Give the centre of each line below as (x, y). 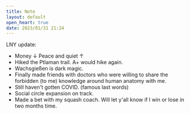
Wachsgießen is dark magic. (49, 69)
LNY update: (21, 45)
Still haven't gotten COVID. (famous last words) (71, 87)
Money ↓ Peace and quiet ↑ (49, 56)
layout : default (26, 17)
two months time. (36, 106)
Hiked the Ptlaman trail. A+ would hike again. (69, 62)
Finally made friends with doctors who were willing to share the (91, 75)
